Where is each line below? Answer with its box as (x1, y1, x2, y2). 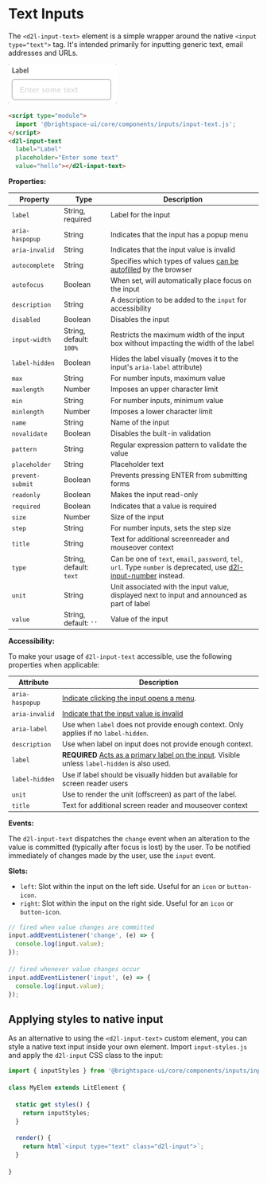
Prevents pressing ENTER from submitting (110, 471, 248, 480)
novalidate (11, 430, 48, 438)
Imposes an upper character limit (110, 384, 219, 394)
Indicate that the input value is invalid (62, 708, 184, 718)
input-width (11, 335, 52, 343)
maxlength (11, 386, 44, 394)
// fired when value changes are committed (8, 923, 155, 931)
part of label (110, 598, 151, 608)
